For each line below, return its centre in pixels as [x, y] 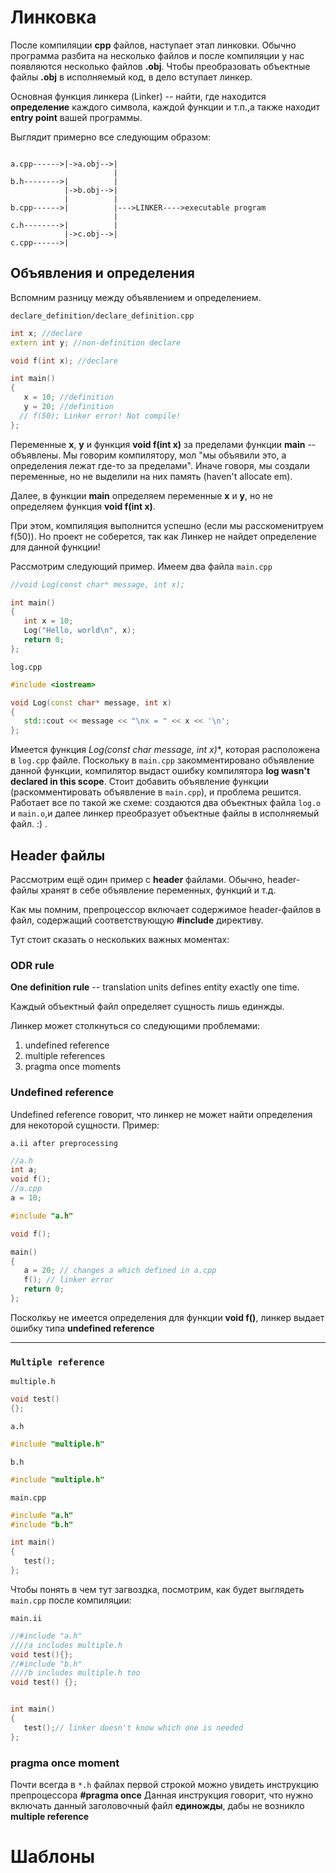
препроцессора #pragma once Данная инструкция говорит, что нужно [162, 1795]
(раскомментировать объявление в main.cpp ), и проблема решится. [156, 792]
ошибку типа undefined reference [82, 1328]
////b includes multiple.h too [75, 1673]
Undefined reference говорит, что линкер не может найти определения [161, 1114]
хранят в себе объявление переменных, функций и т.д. [158, 890]
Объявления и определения [102, 273]
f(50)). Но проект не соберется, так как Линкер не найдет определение [164, 536]
